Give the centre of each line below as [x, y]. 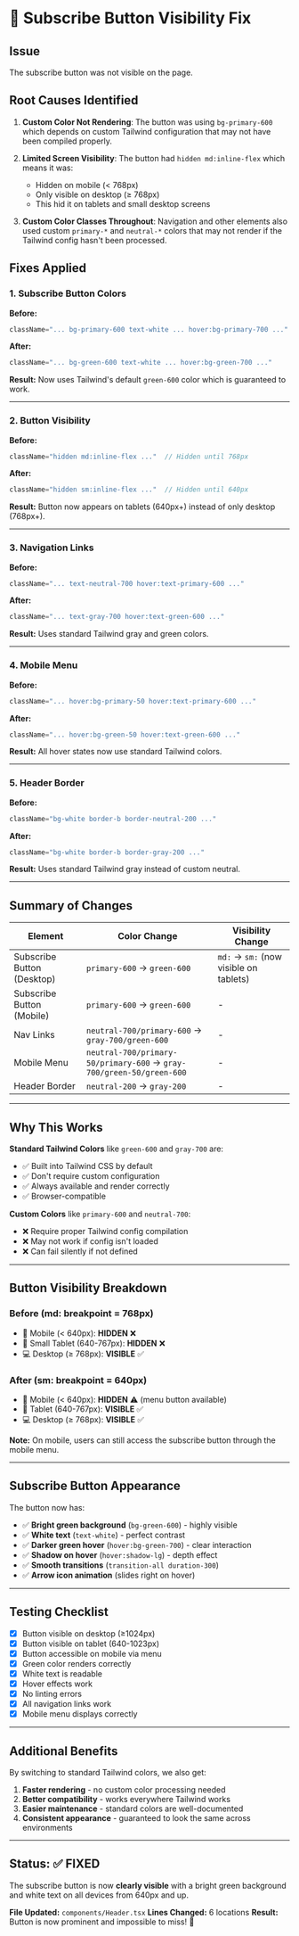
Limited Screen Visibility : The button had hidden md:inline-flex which [154, 158]
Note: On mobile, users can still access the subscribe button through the [142, 1440]
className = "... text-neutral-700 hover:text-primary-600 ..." [127, 583]
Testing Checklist [59, 1612]
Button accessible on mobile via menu [92, 1653]
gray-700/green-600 [127, 1041]
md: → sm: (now [250, 957]
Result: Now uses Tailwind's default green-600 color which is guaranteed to [148, 380]
